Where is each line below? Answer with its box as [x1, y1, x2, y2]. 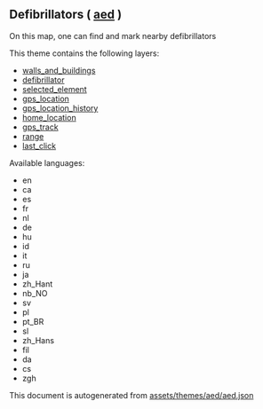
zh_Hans [21, 334, 55, 345]
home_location [21, 112, 77, 122]
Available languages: [9, 157, 85, 168]
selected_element [21, 83, 87, 94]
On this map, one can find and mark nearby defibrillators [9, 30, 217, 41]
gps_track [21, 122, 60, 132]
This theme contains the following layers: [9, 48, 160, 59]
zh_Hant [21, 279, 53, 289]
